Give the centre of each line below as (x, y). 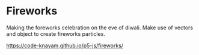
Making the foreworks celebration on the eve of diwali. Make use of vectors (100, 27)
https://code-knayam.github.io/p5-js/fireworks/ (65, 45)
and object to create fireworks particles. (56, 33)
